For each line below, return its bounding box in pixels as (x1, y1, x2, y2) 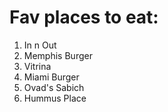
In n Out (23, 39, 57, 51)
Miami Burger (23, 71, 80, 83)
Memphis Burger (23, 49, 93, 61)
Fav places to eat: (9, 6, 159, 29)
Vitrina (23, 60, 52, 72)
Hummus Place (23, 92, 87, 104)
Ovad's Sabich (23, 81, 85, 93)
